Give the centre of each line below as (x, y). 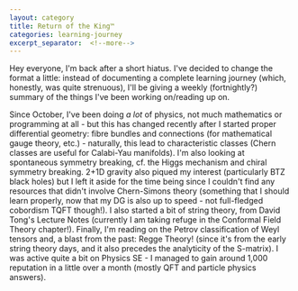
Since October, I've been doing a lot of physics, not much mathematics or (146, 114)
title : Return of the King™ (62, 26)
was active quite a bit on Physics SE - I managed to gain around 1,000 (139, 259)
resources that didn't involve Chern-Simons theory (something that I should (149, 191)
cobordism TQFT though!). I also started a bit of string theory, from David (145, 210)
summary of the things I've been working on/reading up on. (120, 97)
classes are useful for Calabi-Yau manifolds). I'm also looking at (127, 153)
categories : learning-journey (66, 34)
